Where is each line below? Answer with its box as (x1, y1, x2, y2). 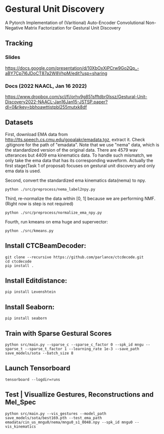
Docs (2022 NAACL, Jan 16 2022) (5, 82, 87, 89)
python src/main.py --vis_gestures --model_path (5, 411, 107, 416)
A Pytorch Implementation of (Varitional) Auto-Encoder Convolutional (5, 20, 145, 26)
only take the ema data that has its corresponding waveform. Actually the (5, 157, 154, 163)
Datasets (5, 118, 33, 127)
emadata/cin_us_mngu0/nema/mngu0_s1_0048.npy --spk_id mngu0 (5, 420, 133, 425)
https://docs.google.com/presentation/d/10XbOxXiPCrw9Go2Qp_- (5, 65, 139, 71)
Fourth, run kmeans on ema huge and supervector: (5, 218, 108, 224)
